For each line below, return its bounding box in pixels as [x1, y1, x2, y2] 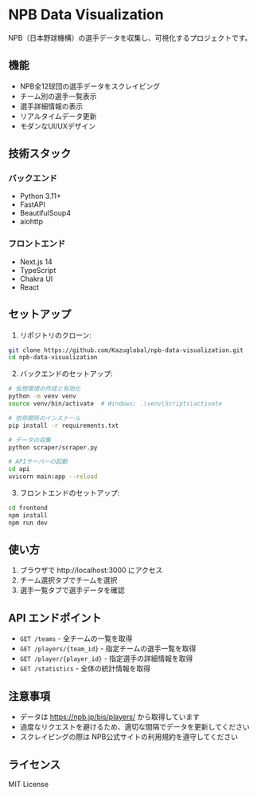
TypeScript [19, 265, 56, 275]
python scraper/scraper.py [8, 443, 98, 452]
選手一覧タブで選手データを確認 [19, 585, 125, 595]
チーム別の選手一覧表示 [19, 91, 97, 101]
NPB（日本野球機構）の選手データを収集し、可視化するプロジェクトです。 [8, 33, 252, 42]
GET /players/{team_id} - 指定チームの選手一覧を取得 [19, 644, 197, 654]
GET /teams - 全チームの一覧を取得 [19, 634, 133, 643]
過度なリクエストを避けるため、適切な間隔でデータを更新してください [19, 722, 250, 732]
